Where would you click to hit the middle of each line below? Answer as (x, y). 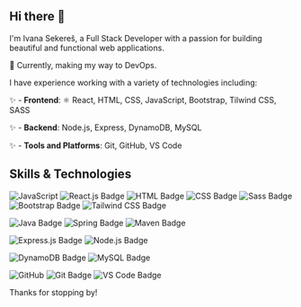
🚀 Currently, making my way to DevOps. (83, 65)
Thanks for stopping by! (53, 292)
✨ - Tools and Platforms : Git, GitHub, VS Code (96, 145)
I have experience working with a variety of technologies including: (133, 83)
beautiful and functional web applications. (87, 48)
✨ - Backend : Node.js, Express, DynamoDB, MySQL (106, 127)
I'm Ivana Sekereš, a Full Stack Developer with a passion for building (136, 38)
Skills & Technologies (71, 175)
